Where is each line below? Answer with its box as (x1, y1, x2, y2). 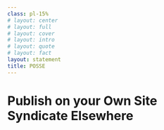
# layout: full (7, 23, 52, 30)
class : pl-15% (7, 10, 49, 18)
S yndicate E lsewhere (7, 108, 134, 124)
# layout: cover (7, 30, 55, 37)
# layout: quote (7, 43, 55, 50)
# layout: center (7, 17, 58, 24)
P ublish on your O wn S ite (7, 93, 158, 109)
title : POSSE (7, 63, 46, 70)
